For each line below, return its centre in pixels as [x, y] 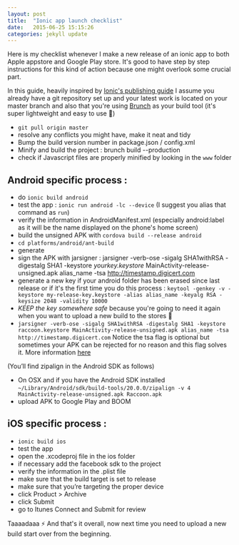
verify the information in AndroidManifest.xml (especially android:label [121, 220]
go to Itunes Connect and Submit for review [82, 509]
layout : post [27, 14]
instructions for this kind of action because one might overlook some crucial [119, 69]
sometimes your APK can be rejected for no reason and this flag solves [122, 345]
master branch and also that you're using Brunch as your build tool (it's [112, 106]
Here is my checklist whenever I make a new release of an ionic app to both [118, 54]
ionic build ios [42, 442]
